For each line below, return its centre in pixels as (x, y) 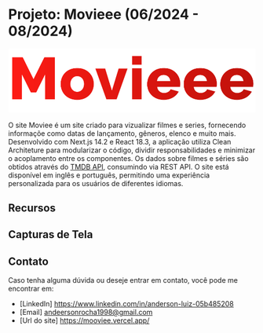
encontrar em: (31, 289)
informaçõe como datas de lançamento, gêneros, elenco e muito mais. (122, 133)
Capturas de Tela (51, 234)
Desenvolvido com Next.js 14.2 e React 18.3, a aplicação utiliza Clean (120, 141)
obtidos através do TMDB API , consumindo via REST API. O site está (119, 166)
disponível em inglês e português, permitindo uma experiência (109, 175)
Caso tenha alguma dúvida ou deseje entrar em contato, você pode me (123, 280)
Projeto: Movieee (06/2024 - (104, 15)
